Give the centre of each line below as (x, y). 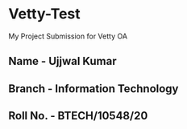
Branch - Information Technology (93, 89)
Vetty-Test (44, 14)
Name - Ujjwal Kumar (62, 61)
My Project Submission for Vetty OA (68, 36)
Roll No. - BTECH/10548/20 (78, 116)
